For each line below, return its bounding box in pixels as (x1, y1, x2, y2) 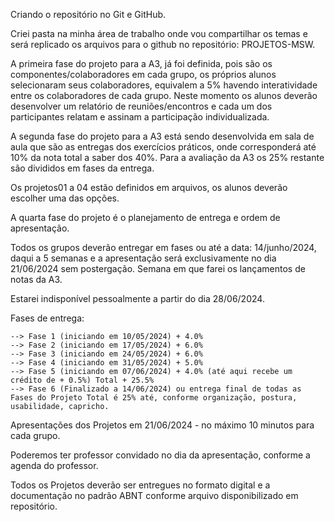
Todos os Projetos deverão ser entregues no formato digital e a (10, 479, 271, 491)
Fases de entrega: (10, 312, 85, 324)
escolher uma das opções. (10, 192, 120, 204)
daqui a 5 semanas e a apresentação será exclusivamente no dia (10, 252, 277, 264)
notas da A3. (10, 274, 63, 285)
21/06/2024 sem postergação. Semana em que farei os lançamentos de (10, 263, 306, 274)
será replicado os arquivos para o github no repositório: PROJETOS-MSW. (10, 39, 316, 50)
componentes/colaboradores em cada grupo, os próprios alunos (10, 69, 277, 80)
